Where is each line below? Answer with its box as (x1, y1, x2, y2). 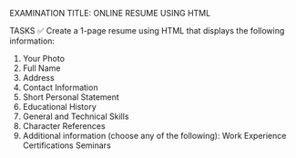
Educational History (22, 102, 97, 112)
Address (22, 73, 55, 83)
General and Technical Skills (22, 111, 129, 122)
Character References (22, 121, 107, 131)
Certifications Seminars (22, 140, 111, 151)
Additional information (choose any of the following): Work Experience (22, 131, 287, 141)
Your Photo (22, 54, 66, 64)
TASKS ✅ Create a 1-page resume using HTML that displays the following (9, 25, 285, 35)
